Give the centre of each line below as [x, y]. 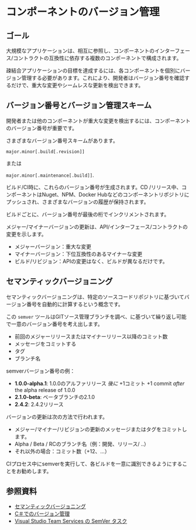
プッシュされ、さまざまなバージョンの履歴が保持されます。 [78, 202]
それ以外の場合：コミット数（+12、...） [62, 451]
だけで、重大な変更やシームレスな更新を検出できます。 [77, 85]
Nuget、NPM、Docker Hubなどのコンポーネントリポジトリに [116, 194]
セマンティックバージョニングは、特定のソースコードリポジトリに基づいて [95, 296]
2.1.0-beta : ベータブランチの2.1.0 [55, 397]
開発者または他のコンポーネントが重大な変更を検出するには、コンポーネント [98, 120]
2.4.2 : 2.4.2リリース [39, 404]
